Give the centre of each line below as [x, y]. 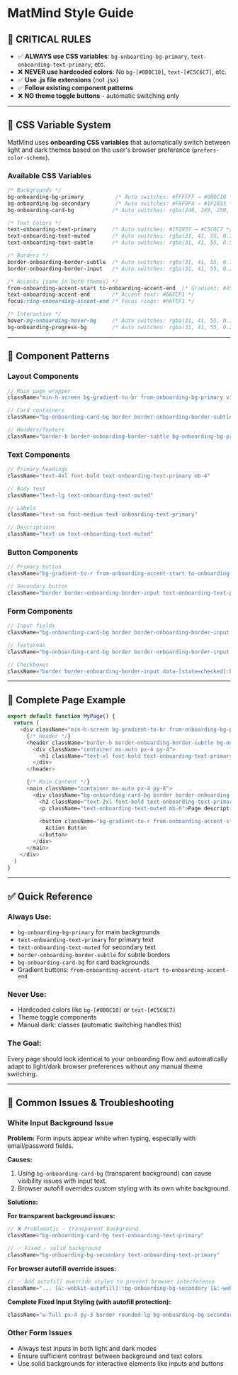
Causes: [20, 1160]
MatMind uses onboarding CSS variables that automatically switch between [119, 142]
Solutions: [23, 1202]
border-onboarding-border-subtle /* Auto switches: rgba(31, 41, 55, [114, 262]
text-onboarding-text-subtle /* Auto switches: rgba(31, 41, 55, [114, 243]
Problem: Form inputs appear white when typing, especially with [102, 1138]
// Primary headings [38, 470]
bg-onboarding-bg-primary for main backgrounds [89, 932]
